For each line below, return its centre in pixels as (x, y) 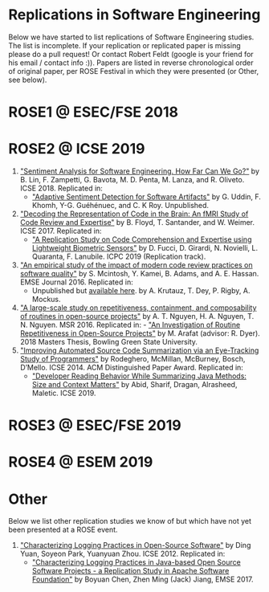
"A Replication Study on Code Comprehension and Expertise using (142, 239)
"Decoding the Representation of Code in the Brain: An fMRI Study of (134, 214)
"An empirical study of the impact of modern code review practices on (136, 265)
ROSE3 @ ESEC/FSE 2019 (95, 425)
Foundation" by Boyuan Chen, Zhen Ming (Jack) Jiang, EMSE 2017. (143, 579)
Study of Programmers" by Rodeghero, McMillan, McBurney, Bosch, (132, 359)
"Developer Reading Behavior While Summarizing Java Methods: (139, 376)
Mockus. (47, 300)
